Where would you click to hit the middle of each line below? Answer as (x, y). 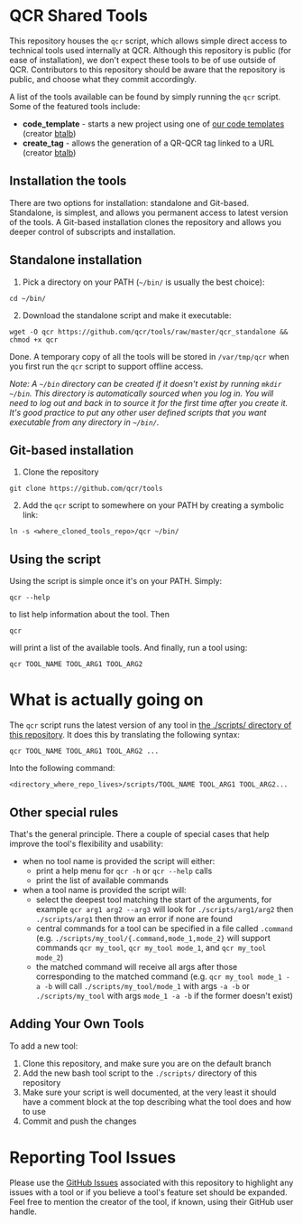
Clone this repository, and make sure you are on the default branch (147, 1063)
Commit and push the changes (79, 1121)
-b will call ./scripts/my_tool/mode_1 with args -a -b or (147, 985)
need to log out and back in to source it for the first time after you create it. (149, 402)
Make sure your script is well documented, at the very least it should (149, 1092)
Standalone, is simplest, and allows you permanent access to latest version (149, 212)
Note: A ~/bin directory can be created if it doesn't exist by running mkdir (146, 383)
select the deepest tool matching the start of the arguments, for (154, 899)
